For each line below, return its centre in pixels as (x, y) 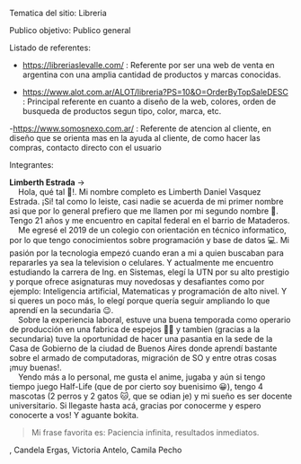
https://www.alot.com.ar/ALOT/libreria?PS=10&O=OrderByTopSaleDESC (155, 92)
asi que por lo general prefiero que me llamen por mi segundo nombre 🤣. (144, 211)
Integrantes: (31, 165)
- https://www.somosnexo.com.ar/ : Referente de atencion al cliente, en (141, 128)
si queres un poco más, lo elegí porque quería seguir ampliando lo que (140, 301)
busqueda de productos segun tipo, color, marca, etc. (122, 111)
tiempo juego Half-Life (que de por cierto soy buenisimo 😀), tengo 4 (136, 386)
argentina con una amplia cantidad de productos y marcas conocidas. (151, 74)
